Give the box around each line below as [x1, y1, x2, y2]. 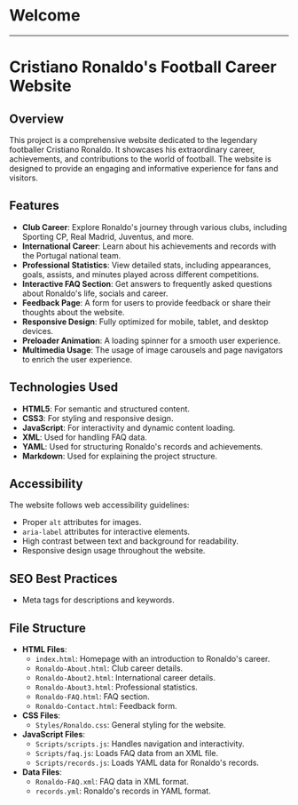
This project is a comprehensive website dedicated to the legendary [9, 134, 258, 145]
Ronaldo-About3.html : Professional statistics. [35, 681, 198, 692]
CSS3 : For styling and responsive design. [21, 412, 174, 423]
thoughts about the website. [21, 307, 125, 317]
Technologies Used [9, 379, 118, 395]
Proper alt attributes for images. [21, 517, 142, 528]
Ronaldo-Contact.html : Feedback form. [35, 701, 177, 711]
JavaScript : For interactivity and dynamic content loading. [21, 422, 236, 433]
